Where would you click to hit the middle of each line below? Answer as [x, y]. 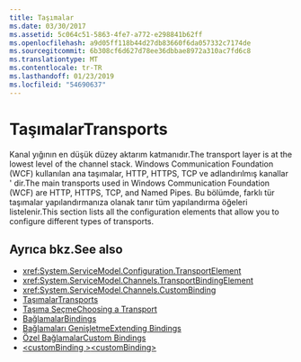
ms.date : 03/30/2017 [48, 26]
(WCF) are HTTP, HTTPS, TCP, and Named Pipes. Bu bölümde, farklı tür [142, 192]
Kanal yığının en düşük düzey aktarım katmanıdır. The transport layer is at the [151, 154]
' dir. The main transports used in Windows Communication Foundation [140, 183]
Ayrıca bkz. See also [66, 249]
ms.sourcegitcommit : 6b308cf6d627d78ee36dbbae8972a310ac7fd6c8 [130, 51]
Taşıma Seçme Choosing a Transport [89, 309]
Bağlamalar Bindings [59, 319]
